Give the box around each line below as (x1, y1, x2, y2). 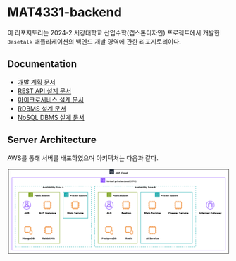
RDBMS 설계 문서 (17, 104, 67, 113)
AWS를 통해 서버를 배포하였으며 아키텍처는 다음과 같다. (7, 153, 159, 162)
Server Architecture (7, 134, 97, 146)
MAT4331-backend (7, 4, 122, 20)
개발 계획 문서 (17, 78, 56, 86)
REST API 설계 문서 (17, 86, 72, 95)
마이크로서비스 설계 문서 (17, 95, 85, 104)
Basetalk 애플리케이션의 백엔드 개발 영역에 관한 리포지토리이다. (7, 37, 182, 46)
